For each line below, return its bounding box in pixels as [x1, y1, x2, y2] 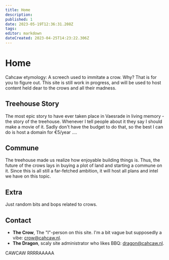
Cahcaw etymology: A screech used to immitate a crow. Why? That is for [5, 74, 157, 80]
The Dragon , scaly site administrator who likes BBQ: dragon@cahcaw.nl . [12, 240, 164, 246]
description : [5, 12, 33, 17]
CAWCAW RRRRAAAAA [5, 250, 55, 256]
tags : [5, 26, 17, 31]
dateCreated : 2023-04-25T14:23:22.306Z [5, 36, 90, 41]
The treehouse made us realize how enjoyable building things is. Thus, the [5, 157, 160, 163]
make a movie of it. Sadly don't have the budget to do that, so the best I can [5, 123, 163, 129]
